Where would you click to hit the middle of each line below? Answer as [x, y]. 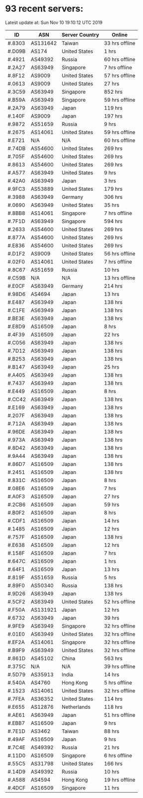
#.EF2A [16, 642]
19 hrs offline [120, 780]
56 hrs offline [120, 254]
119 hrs [113, 108]
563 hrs [113, 658]
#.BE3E [16, 318]
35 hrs [112, 205]
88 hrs [112, 731]
